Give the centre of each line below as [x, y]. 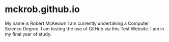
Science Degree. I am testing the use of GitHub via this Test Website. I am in [84, 28]
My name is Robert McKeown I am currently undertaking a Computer [77, 23]
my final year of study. [28, 34]
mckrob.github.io [42, 9]
